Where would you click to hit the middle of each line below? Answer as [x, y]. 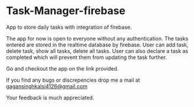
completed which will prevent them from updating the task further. [86, 57]
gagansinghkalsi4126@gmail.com [47, 86]
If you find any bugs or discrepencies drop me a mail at [73, 80]
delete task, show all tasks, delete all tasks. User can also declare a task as [97, 51]
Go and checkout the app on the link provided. [63, 68]
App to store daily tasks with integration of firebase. [69, 27]
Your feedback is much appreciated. [50, 98]
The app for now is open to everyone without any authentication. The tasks [97, 38]
